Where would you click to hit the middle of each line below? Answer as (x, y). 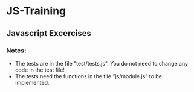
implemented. (32, 82)
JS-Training (36, 11)
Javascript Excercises (49, 33)
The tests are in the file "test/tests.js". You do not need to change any (102, 63)
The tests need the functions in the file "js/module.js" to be (88, 76)
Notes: (16, 51)
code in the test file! (40, 70)
